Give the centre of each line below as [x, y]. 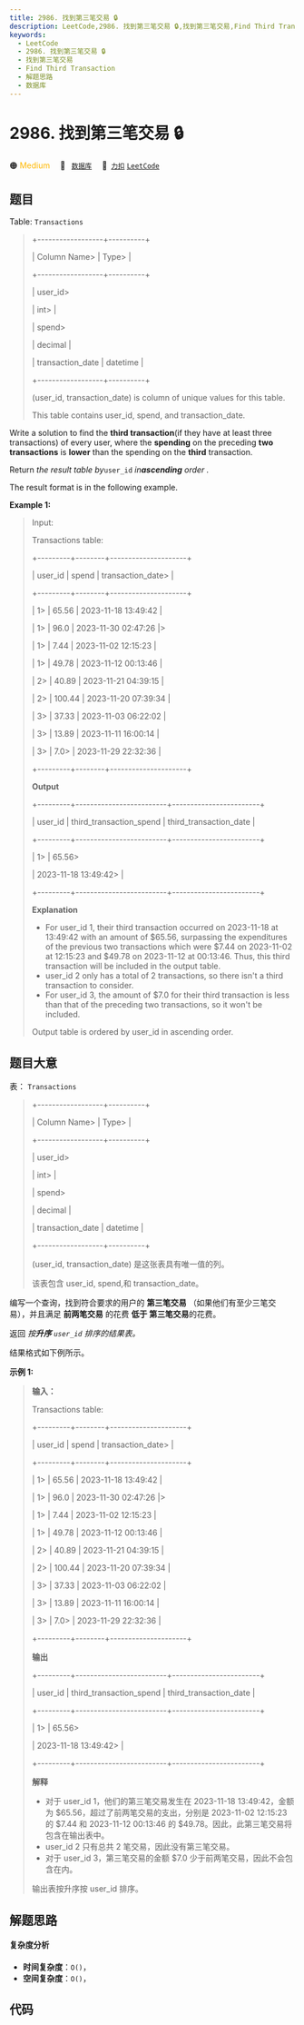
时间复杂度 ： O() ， [57, 1967]
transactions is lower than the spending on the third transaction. [131, 452]
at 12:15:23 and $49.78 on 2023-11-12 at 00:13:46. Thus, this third [167, 957]
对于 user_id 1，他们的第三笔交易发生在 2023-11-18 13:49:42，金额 [170, 1802]
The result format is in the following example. [94, 488]
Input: [43, 522]
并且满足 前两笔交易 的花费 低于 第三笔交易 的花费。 [125, 1315]
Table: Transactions [46, 222]
